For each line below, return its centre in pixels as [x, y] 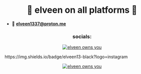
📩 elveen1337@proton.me [39, 24]
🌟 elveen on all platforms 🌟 [82, 10]
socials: [82, 37]
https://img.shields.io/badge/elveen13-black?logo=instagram [66, 57]
